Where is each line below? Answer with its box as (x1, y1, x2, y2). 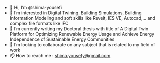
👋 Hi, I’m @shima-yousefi (9, 5, 62, 10)
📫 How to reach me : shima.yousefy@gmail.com (9, 53, 111, 58)
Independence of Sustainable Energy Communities (9, 36, 115, 42)
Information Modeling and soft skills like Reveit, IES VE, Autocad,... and (9, 15, 156, 21)
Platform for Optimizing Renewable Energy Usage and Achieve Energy (9, 31, 155, 37)
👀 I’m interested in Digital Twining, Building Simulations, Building (9, 10, 142, 16)
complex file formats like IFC (9, 20, 69, 26)
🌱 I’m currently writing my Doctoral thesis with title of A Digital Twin (9, 26, 149, 32)
